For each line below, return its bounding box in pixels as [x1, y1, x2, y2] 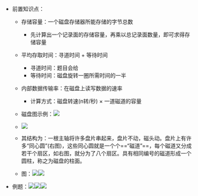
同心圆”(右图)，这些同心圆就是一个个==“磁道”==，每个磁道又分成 [29, 142, 192, 149]
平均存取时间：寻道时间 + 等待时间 [21, 51, 108, 59]
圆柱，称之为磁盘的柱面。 [21, 157, 86, 165]
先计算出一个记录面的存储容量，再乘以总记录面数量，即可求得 [30, 31, 185, 38]
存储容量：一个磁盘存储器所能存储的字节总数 [21, 18, 134, 25]
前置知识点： [12, 5, 44, 12]
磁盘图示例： [21, 111, 53, 117]
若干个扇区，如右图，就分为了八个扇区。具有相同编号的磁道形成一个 [21, 150, 192, 157]
